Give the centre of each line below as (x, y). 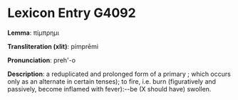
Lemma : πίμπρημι (33, 33)
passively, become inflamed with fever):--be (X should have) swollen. (109, 89)
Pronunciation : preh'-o (42, 60)
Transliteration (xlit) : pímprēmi (53, 46)
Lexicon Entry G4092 (72, 13)
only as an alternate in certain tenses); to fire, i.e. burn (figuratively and (112, 81)
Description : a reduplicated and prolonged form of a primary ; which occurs (119, 74)
